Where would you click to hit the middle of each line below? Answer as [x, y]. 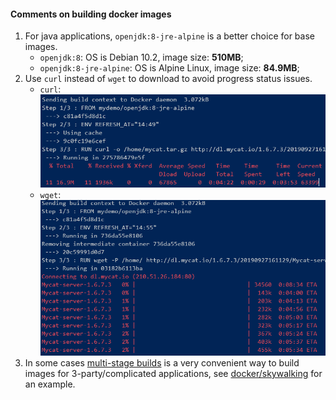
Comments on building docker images [91, 14]
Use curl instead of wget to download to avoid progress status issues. [168, 79]
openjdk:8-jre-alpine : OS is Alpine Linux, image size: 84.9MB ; [169, 68]
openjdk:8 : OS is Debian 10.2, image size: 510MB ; [141, 57]
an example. [50, 384]
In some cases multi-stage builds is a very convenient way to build [162, 362]
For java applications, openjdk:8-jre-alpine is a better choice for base [169, 36]
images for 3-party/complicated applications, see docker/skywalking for [173, 373]
